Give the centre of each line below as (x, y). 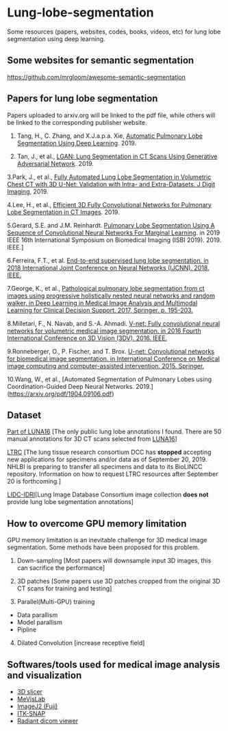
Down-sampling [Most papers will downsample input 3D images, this (114, 561)
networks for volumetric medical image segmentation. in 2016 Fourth (104, 331)
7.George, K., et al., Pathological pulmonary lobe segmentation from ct (106, 288)
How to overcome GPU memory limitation (97, 524)
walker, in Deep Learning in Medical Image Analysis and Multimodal (102, 302)
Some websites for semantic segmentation (101, 61)
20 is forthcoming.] (34, 481)
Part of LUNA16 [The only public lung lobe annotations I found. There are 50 (114, 432)
